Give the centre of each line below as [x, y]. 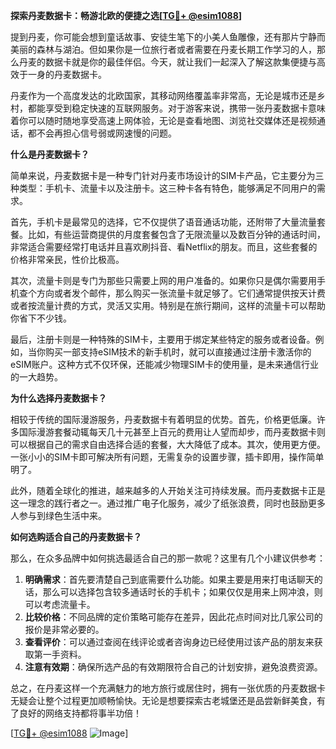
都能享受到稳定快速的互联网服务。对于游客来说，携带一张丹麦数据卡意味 [176, 108]
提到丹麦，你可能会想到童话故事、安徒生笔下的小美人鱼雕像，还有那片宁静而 [168, 37]
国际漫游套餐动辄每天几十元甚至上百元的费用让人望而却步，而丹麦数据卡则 [172, 432]
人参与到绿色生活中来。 [58, 515]
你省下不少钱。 [41, 318]
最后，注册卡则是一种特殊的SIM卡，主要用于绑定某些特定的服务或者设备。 [163, 339]
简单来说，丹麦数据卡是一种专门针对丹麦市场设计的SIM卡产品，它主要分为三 [167, 175]
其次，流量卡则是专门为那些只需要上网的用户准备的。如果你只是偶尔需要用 [163, 280]
